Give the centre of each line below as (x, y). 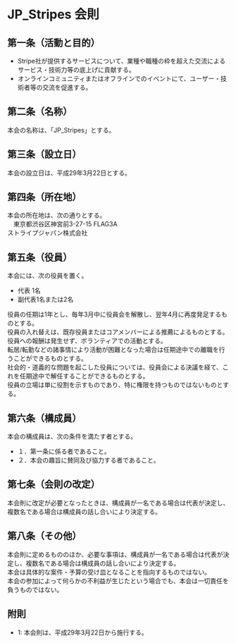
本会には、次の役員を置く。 (48, 276)
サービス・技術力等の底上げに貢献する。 (76, 70)
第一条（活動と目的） (54, 43)
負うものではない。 (35, 589)
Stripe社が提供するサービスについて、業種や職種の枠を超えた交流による (122, 61)
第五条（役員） (40, 257)
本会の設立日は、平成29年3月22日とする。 (69, 173)
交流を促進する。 (67, 87)
